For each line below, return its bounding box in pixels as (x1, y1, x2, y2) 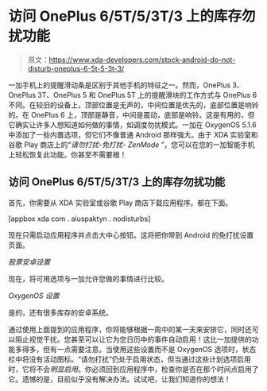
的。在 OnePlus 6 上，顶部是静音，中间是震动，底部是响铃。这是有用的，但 (8, 110, 255, 119)
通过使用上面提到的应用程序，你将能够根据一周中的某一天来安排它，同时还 (8, 324, 252, 334)
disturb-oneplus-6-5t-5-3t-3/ (27, 64, 125, 73)
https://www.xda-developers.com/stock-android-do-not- (48, 55, 236, 64)
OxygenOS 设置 (8, 291, 60, 300)
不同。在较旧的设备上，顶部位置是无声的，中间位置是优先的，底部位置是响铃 (8, 100, 259, 110)
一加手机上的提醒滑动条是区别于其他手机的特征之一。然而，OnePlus (8, 80, 231, 90)
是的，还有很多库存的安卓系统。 (8, 308, 113, 317)
